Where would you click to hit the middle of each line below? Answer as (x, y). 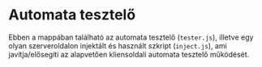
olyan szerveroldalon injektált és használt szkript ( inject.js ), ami (118, 45)
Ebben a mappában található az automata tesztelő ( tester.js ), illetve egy (131, 37)
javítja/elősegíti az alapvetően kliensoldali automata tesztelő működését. (129, 54)
